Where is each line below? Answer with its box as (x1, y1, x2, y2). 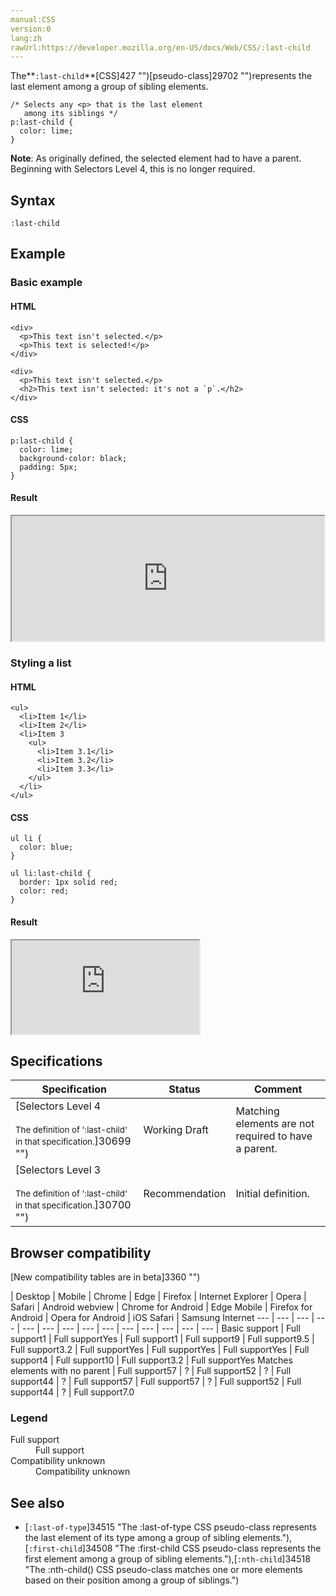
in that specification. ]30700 (15, 1198, 132, 1212)
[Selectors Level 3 (15, 1163, 102, 1177)
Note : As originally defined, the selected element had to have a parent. (10, 152, 302, 165)
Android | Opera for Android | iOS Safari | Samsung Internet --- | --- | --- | (10, 1312, 315, 1324)
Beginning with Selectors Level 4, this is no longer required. (10, 163, 256, 175)
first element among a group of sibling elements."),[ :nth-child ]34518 (24, 1553, 311, 1565)
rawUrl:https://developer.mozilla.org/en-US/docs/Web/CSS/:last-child (10, 42, 311, 53)
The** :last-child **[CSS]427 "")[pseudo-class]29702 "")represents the (10, 70, 313, 82)
